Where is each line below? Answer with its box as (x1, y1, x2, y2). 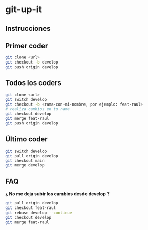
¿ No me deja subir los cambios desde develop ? (5, 191, 110, 197)
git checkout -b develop (5, 60, 58, 65)
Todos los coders (5, 78, 61, 88)
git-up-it (5, 4, 43, 15)
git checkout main (5, 158, 45, 163)
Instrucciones (5, 24, 51, 33)
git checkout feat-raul (5, 205, 56, 211)
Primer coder (5, 41, 48, 50)
